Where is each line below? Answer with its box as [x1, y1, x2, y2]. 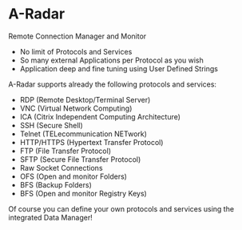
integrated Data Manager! [8, 212, 93, 222]
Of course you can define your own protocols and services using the [8, 204, 234, 213]
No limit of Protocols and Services [19, 46, 133, 56]
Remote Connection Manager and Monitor [8, 31, 147, 41]
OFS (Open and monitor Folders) [19, 171, 128, 181]
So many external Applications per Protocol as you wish [19, 55, 204, 65]
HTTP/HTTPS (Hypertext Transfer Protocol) [19, 137, 164, 147]
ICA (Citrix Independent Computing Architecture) [19, 111, 181, 121]
